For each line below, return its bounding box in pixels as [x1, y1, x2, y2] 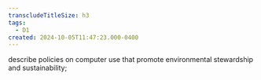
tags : [8, 19, 26, 27]
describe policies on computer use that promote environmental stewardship [8, 55, 254, 64]
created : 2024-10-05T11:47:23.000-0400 [8, 33, 139, 42]
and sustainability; [8, 64, 68, 73]
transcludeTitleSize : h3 [8, 11, 90, 20]
